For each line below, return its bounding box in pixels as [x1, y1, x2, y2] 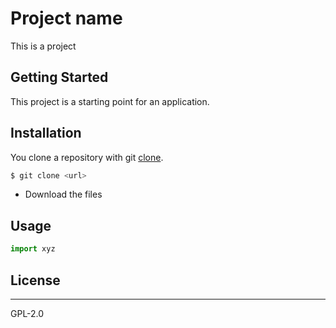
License [10, 272, 61, 289]
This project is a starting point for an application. [10, 95, 210, 107]
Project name [10, 7, 123, 30]
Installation [10, 125, 82, 142]
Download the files [24, 188, 103, 201]
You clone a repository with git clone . [10, 151, 164, 163]
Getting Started [10, 69, 109, 86]
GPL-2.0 [10, 307, 45, 319]
